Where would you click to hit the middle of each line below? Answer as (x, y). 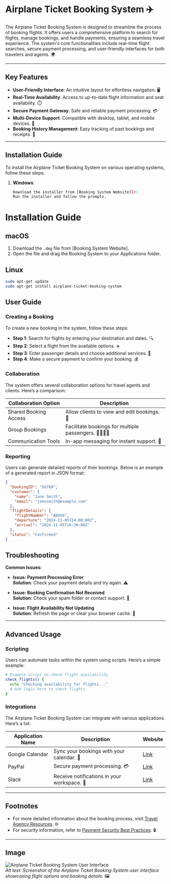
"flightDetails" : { (31, 511)
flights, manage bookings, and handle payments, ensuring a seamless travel (85, 38)
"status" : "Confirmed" (34, 534)
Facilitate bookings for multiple (102, 426)
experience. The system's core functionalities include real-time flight (77, 43)
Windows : (23, 183)
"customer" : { (25, 492)
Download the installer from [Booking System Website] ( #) (75, 192)
